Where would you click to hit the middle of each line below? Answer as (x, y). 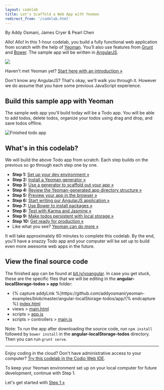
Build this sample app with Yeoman (59, 101)
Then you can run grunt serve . (36, 339)
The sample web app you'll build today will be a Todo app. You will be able (80, 113)
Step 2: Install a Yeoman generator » (49, 180)
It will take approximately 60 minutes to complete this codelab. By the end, (80, 236)
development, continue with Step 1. (40, 373)
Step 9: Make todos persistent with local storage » (63, 216)
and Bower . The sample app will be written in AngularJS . (62, 52)
